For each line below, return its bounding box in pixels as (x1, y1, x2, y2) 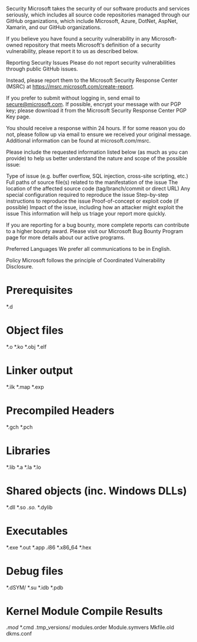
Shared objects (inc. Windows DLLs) (6, 484, 187, 497)
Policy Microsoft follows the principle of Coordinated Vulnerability (6, 257, 166, 264)
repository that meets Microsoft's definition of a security (24, 41, 161, 48)
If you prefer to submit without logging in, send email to (6, 94, 141, 101)
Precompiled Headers (6, 404, 115, 417)
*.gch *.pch (6, 423, 33, 431)
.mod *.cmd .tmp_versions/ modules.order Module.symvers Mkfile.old (6, 624, 175, 631)
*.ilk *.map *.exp (6, 383, 44, 391)
